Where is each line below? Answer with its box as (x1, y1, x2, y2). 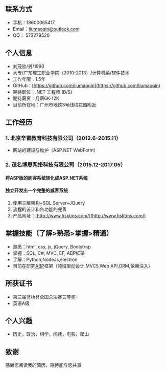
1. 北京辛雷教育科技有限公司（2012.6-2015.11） (5, 135, 122, 142)
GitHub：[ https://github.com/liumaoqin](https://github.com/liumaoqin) (12, 82, 161, 89)
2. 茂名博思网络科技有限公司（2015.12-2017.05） (5, 161, 126, 168)
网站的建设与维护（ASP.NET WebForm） (12, 147, 99, 153)
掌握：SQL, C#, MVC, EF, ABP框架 (12, 250, 85, 256)
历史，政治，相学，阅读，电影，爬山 (12, 331, 89, 337)
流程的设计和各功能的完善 (12, 206, 67, 212)
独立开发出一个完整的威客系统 (5, 187, 68, 193)
